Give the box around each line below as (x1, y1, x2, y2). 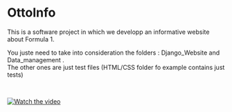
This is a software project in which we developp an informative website (7, 28, 210, 36)
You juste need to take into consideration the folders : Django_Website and (7, 48, 220, 57)
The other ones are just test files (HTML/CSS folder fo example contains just (7, 63, 225, 71)
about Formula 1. (7, 35, 55, 43)
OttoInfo (7, 5, 56, 21)
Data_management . (7, 55, 64, 64)
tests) (7, 71, 24, 79)
